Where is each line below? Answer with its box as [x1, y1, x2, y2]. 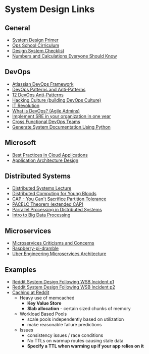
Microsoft [5, 139, 36, 147]
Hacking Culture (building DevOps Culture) [12, 97, 102, 103]
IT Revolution [12, 102, 40, 108]
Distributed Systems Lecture [12, 185, 72, 191]
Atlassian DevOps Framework [12, 81, 74, 87]
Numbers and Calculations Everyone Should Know [12, 53, 117, 59]
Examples [5, 265, 36, 274]
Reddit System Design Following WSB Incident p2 [12, 284, 116, 290]
